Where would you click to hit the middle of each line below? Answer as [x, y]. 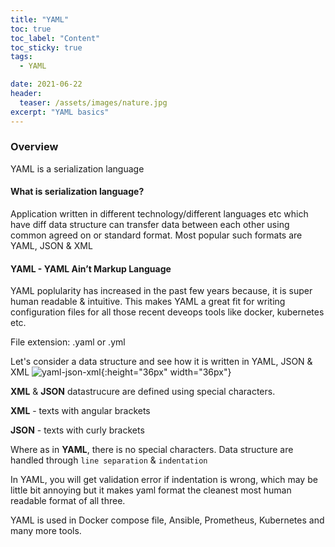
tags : [21, 57]
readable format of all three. [68, 501]
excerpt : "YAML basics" [60, 112]
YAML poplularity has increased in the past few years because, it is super [161, 291]
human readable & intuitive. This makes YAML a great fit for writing [148, 302]
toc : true [31, 29]
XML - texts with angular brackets [80, 411]
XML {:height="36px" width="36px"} [121, 372]
